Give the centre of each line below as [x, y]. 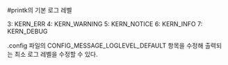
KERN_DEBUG [27, 31]
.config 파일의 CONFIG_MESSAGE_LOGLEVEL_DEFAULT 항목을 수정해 [105, 46]
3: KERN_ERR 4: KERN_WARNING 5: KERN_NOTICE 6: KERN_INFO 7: [105, 24]
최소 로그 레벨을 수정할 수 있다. [56, 54]
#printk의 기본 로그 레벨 [40, 10]
